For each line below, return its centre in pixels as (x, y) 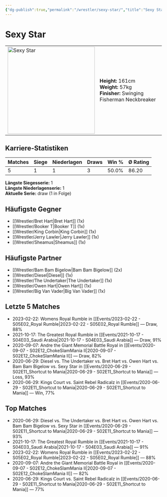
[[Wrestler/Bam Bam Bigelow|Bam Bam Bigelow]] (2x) (67, 270)
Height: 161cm (118, 81)
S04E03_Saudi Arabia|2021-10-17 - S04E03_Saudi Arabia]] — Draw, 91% (87, 340)
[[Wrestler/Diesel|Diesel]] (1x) (42, 275)
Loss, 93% (23, 377)
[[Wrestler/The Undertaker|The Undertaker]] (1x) (62, 280)
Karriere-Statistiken (37, 148)
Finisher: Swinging (122, 93)
